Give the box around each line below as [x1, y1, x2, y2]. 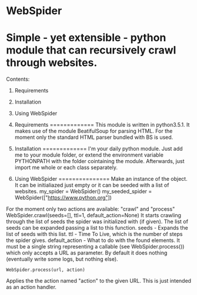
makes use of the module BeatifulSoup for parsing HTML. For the [14, 128, 173, 135]
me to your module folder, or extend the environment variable [14, 151, 163, 158]
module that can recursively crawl [6, 44, 176, 57]
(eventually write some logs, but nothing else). [6, 256, 119, 263]
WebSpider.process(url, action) [6, 267, 85, 273]
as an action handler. [6, 284, 57, 291]
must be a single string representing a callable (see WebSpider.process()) [6, 243, 185, 250]
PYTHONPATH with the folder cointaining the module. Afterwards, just [14, 158, 185, 165]
